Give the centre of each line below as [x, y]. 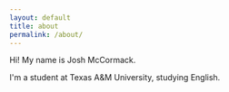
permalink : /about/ [46, 34]
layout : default [40, 18]
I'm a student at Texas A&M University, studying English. [115, 78]
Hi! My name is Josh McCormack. [73, 60]
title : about [34, 26]
